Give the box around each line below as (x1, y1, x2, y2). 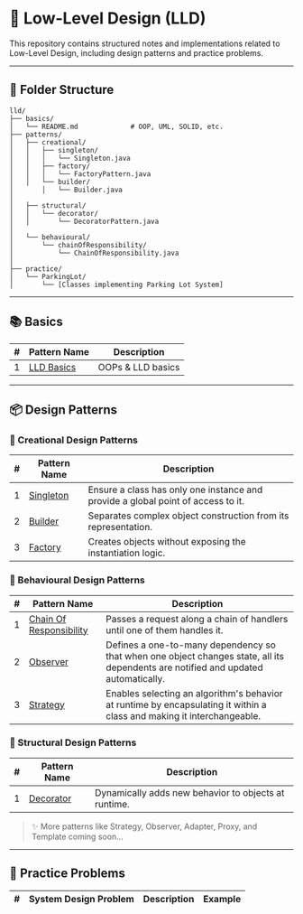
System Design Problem (28, 892, 135, 905)
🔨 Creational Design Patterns (9, 434, 138, 446)
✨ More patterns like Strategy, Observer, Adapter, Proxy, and (31, 821, 258, 832)
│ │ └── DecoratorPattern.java (9, 217, 160, 226)
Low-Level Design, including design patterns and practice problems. (9, 47, 264, 58)
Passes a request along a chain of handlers (106, 612, 289, 625)
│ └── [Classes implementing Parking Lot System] (9, 280, 224, 289)
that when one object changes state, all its (106, 649, 284, 662)
